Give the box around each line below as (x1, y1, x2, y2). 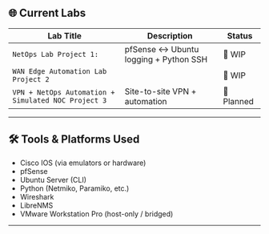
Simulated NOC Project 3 (12, 95, 107, 105)
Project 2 (12, 75, 50, 83)
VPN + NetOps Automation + (12, 87, 115, 97)
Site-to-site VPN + (124, 86, 197, 97)
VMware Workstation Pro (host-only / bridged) (19, 208, 174, 219)
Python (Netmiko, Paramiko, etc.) (19, 184, 130, 193)
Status (227, 30, 253, 41)
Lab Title (47, 30, 82, 41)
